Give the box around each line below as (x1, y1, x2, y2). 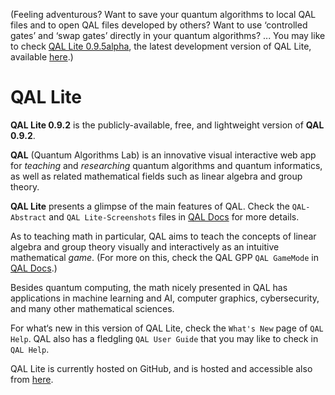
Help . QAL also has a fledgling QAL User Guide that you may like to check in (10, 332, 319, 344)
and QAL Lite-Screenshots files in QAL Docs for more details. (48, 210, 300, 223)
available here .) (10, 51, 74, 63)
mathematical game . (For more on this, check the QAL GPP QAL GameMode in (10, 251, 320, 263)
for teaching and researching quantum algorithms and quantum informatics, (10, 159, 323, 171)
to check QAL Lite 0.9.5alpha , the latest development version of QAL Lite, (10, 40, 312, 52)
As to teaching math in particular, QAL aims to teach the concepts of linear (10, 230, 317, 242)
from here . (10, 373, 54, 385)
